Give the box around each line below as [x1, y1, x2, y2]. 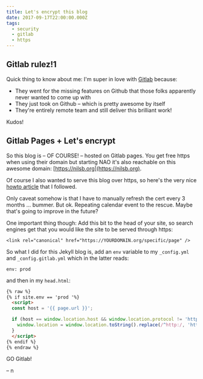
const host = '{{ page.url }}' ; [11, 305, 94, 312]
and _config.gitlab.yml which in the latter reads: [6, 254, 129, 262]
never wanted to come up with [14, 93, 91, 101]
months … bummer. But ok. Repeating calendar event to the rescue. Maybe [6, 201, 193, 208]
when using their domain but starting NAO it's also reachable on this [6, 158, 176, 165]
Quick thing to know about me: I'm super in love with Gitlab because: [6, 75, 178, 82]
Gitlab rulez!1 [6, 59, 57, 70]
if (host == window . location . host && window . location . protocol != [11, 316, 182, 323]
